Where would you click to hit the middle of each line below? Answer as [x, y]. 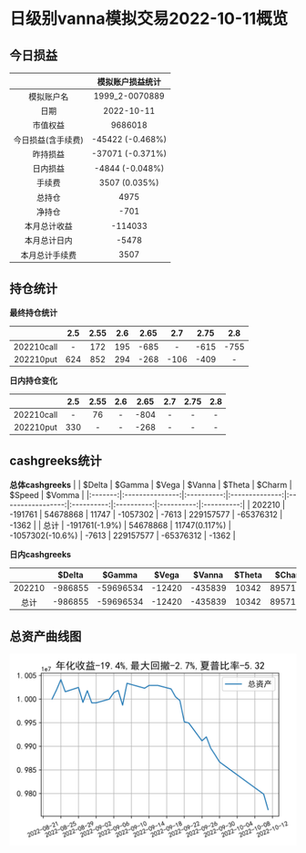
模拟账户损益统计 [129, 81]
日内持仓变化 [33, 380]
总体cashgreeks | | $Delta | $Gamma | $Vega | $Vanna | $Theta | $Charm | [151, 484]
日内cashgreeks [40, 554]
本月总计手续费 [49, 255]
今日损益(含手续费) [48, 140]
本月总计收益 [48, 226]
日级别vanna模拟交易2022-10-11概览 [149, 19]
